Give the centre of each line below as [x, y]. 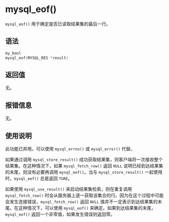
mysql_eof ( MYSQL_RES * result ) [37, 58]
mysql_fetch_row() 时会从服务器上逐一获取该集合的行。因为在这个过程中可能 [84, 195]
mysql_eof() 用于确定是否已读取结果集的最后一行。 [58, 24]
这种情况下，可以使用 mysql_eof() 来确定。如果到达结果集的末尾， [87, 208]
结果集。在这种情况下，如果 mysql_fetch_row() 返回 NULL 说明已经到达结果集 [84, 166]
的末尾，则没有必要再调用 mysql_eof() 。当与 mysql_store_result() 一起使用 [84, 172]
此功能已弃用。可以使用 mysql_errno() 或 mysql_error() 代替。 [70, 149]
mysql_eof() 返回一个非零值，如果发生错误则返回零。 [60, 214]
